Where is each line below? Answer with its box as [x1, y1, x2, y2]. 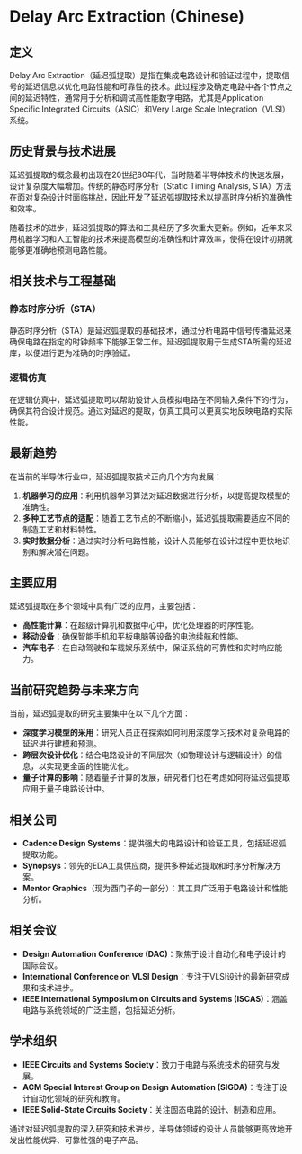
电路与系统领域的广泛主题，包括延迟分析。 [22, 1005, 181, 1015]
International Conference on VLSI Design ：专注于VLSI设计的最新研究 [22, 971, 282, 981]
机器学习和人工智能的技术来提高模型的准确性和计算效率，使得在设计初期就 [16, 233, 293, 244]
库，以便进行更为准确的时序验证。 [9, 347, 136, 358]
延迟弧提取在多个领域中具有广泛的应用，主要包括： [9, 601, 199, 612]
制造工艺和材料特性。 [22, 523, 102, 534]
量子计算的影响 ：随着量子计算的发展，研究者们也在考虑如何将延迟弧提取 [22, 772, 290, 783]
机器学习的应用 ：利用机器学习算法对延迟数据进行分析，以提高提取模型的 [22, 490, 290, 501]
